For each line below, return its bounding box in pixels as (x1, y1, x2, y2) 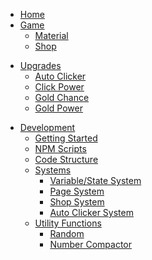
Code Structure (34, 154, 99, 165)
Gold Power (34, 102, 83, 114)
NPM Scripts (34, 143, 87, 154)
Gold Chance (34, 92, 90, 103)
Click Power (34, 81, 85, 93)
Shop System (49, 196, 105, 208)
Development (19, 122, 76, 133)
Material (34, 30, 69, 41)
